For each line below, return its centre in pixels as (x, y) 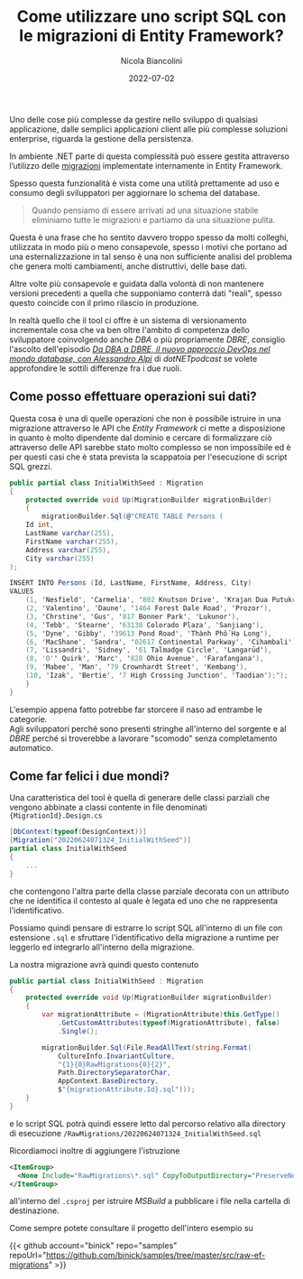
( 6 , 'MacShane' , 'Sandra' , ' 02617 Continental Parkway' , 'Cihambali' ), (163, 642)
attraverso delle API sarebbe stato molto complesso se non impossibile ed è (150, 447)
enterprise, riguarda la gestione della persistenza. (101, 138)
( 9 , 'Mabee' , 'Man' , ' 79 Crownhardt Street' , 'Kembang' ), (137, 667)
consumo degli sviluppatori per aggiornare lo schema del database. (135, 192)
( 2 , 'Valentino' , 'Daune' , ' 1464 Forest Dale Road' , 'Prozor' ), (149, 608)
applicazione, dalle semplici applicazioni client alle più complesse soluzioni (149, 129)
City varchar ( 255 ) (60, 558)
